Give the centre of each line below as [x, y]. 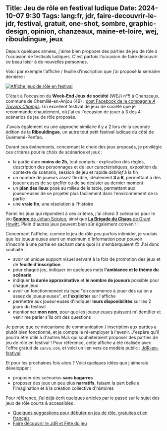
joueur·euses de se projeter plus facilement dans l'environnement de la [85, 193]
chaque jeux [26, 286]
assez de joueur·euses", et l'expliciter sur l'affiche [64, 296]
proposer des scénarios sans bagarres [53, 377]
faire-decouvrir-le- [127, 16]
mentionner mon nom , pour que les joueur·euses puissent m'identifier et [87, 312]
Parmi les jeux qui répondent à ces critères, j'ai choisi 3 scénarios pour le [80, 214]
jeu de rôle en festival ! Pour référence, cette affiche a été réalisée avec [79, 343]
